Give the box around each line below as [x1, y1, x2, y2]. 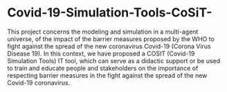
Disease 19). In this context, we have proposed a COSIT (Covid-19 [7, 49, 195, 58]
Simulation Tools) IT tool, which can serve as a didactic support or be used [7, 56, 221, 65]
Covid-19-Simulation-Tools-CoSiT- [7, 5, 212, 21]
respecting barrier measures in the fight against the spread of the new [7, 71, 208, 80]
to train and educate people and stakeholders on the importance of [7, 64, 199, 72]
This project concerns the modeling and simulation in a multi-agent [7, 27, 199, 36]
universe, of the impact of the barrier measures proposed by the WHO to [7, 34, 215, 43]
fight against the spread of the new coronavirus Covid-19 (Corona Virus [7, 42, 211, 50]
